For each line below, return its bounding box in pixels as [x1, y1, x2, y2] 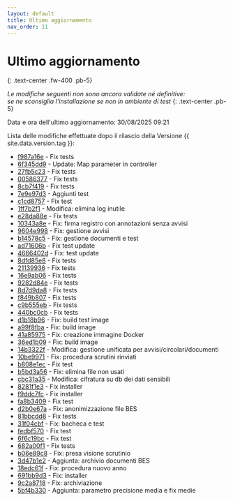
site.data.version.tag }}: [7, 139, 75, 147]
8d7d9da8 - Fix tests [17, 286, 77, 294]
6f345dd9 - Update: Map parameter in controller [17, 160, 158, 168]
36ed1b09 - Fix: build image [17, 338, 98, 346]
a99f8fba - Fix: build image [17, 323, 96, 331]
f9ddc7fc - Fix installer [17, 390, 83, 398]
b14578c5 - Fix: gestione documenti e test [17, 234, 139, 243]
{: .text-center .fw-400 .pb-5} [7, 76, 93, 84]
